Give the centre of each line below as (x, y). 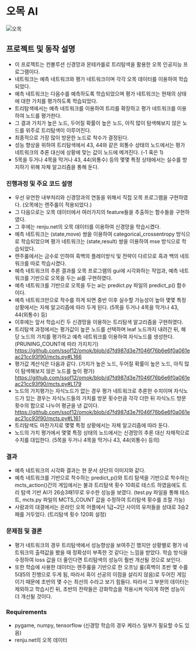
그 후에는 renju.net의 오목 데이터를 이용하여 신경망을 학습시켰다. (87, 227)
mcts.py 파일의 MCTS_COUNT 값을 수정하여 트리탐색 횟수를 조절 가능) (104, 500)
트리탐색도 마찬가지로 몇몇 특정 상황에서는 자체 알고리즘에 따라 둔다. (92, 426)
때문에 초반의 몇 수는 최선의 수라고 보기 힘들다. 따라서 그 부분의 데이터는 (107, 582)
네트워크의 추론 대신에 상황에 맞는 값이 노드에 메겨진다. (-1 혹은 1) (89, 152)
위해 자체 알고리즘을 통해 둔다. (65, 167)
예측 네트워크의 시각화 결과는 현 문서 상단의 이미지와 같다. (80, 470)
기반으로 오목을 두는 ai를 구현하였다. (71, 278)
